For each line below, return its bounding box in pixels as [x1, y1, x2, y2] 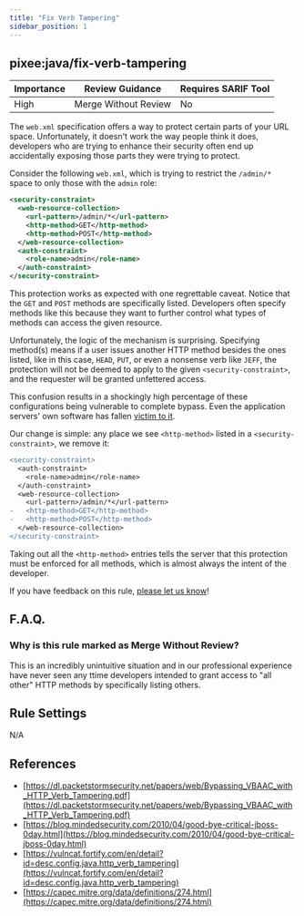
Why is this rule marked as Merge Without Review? [9, 639, 239, 652]
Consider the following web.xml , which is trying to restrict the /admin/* [9, 168, 272, 179]
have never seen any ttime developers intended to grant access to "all [9, 669, 272, 680]
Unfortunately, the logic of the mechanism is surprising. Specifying [9, 334, 260, 346]
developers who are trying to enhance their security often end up [9, 140, 254, 151]
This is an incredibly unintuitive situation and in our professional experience [9, 660, 293, 671]
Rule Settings [9, 705, 87, 721]
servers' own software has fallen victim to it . [9, 411, 176, 422]
